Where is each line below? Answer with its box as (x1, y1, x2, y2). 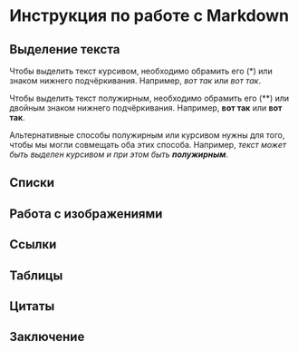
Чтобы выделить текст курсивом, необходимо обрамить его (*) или (9, 65, 274, 76)
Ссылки (9, 237, 57, 252)
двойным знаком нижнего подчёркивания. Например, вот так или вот (9, 102, 283, 113)
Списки (9, 175, 55, 190)
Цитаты (9, 298, 55, 314)
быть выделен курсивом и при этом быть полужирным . (9, 149, 229, 160)
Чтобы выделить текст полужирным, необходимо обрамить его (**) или (9, 93, 290, 103)
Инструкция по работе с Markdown (9, 5, 290, 26)
